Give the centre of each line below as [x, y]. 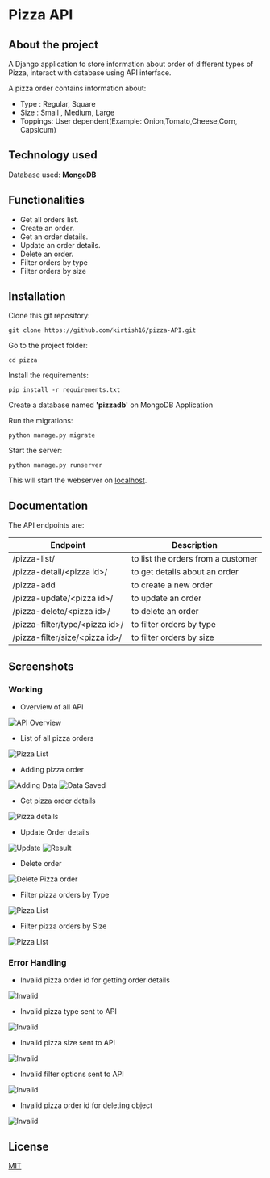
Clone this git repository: [49, 316]
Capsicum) [38, 130]
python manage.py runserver [56, 465]
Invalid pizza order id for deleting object [86, 1105]
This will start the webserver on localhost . [78, 480]
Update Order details [55, 832]
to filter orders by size [173, 637]
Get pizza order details [58, 801]
